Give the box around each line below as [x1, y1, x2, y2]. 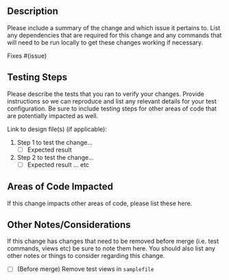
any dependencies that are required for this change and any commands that [7, 31, 222, 39]
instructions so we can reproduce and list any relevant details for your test [7, 97, 217, 105]
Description [7, 5, 58, 17]
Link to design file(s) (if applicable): [7, 125, 108, 133]
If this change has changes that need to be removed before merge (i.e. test [7, 237, 219, 246]
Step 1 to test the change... [16, 138, 93, 146]
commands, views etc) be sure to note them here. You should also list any [7, 244, 216, 253]
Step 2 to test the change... [16, 153, 94, 161]
